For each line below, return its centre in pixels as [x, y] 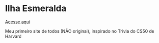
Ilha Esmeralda [36, 8]
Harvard [13, 36]
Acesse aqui [18, 22]
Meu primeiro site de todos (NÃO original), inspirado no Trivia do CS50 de [80, 31]
